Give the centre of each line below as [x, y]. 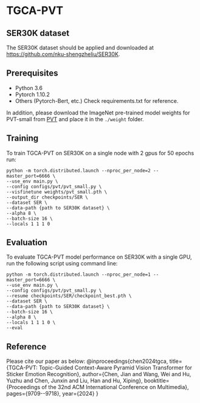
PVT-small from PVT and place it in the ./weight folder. [75, 119]
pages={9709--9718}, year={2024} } [52, 394]
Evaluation [27, 243]
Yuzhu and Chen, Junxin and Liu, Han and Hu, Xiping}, [74, 380]
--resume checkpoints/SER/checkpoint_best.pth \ [69, 296]
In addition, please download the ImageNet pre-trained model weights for [98, 113]
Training [22, 138]
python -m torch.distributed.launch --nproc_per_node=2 [78, 170]
